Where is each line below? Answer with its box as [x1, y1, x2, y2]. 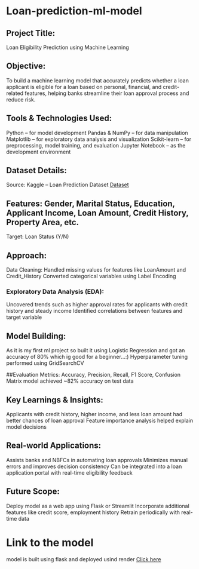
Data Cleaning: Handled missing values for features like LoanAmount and [6, 266, 186, 273]
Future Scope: [6, 487, 60, 497]
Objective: [6, 61, 46, 71]
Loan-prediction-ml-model [6, 4, 142, 18]
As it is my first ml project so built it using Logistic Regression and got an [6, 347, 185, 354]
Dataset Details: [6, 165, 68, 176]
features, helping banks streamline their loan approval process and [25, 90, 189, 97]
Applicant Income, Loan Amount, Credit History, [6, 208, 189, 218]
